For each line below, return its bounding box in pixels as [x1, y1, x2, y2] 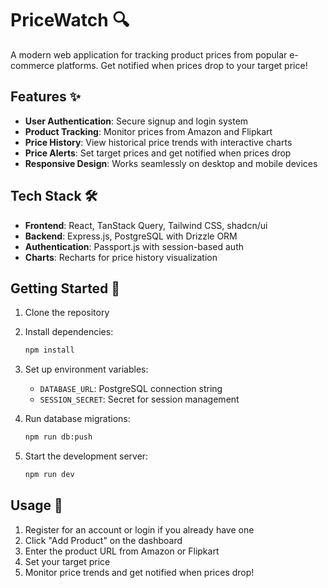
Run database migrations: [24, 413, 131, 425]
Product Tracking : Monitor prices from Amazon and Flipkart [24, 125, 273, 137]
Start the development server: [24, 450, 149, 462]
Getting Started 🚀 [10, 280, 121, 297]
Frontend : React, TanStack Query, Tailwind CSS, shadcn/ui [24, 219, 268, 231]
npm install [24, 345, 75, 356]
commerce [10, 59, 55, 71]
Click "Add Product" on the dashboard [24, 534, 183, 546]
